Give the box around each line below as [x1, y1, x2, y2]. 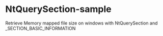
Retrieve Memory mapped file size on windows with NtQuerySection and [5, 20, 158, 26]
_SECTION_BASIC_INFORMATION [5, 25, 76, 31]
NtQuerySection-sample [5, 3, 112, 15]
